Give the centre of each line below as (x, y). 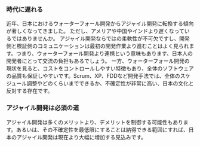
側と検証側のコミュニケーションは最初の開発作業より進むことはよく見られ (98, 46)
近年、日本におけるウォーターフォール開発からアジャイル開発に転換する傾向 (100, 24)
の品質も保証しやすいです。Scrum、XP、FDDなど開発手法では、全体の (93, 76)
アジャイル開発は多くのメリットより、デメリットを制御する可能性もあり (95, 122)
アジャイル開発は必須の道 (43, 108)
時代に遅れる (25, 9)
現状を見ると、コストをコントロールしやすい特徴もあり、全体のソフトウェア (100, 69)
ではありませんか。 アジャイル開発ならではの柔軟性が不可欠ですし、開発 (100, 39)
